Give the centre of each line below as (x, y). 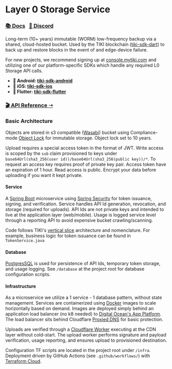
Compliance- (144, 132)
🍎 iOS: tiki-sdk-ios (33, 86)
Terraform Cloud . (24, 361)
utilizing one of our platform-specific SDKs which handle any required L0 (82, 65)
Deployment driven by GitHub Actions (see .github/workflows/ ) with (78, 356)
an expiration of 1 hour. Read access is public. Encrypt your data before (81, 170)
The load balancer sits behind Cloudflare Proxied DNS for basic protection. (84, 320)
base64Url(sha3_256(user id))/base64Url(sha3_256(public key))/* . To (81, 159)
